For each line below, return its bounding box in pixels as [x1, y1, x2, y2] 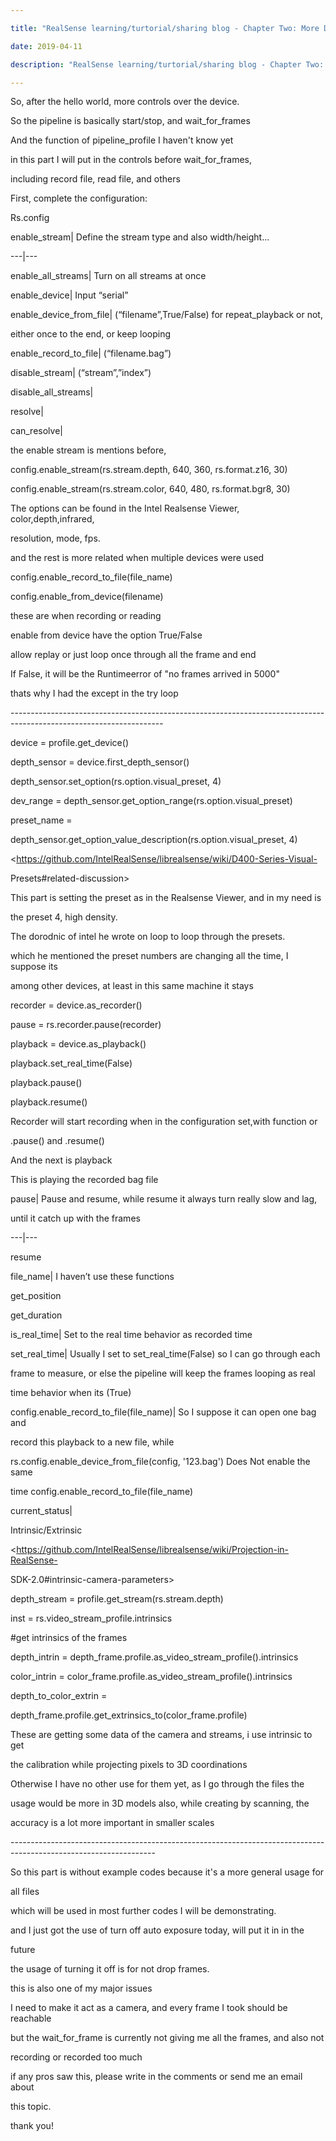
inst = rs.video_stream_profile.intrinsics [10, 1612, 173, 1625]
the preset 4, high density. [10, 911, 118, 923]
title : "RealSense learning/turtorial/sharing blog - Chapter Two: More [10, 23, 320, 33]
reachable [10, 2012, 52, 2025]
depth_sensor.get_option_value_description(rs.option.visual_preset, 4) [10, 834, 298, 846]
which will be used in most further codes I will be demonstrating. [10, 1905, 277, 1917]
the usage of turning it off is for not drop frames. [10, 1963, 210, 1975]
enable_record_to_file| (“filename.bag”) [10, 347, 172, 360]
